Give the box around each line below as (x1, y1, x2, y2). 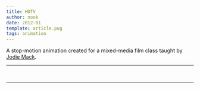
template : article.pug (6, 25, 62, 31)
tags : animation (6, 31, 46, 37)
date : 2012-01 (6, 20, 42, 26)
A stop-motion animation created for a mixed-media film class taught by (6, 47, 183, 54)
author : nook (6, 14, 39, 20)
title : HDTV (6, 8, 36, 15)
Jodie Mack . (6, 53, 37, 61)
